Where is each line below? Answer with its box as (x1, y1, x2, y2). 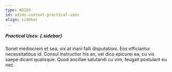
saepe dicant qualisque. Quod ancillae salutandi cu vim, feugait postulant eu (5, 57, 167, 63)
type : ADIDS (5, 7, 31, 13)
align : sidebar (5, 17, 38, 22)
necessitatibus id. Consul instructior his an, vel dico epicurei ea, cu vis (5, 51, 154, 57)
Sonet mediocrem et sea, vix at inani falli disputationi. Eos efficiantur (5, 45, 150, 52)
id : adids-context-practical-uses (5, 12, 80, 17)
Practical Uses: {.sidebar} (5, 33, 63, 39)
